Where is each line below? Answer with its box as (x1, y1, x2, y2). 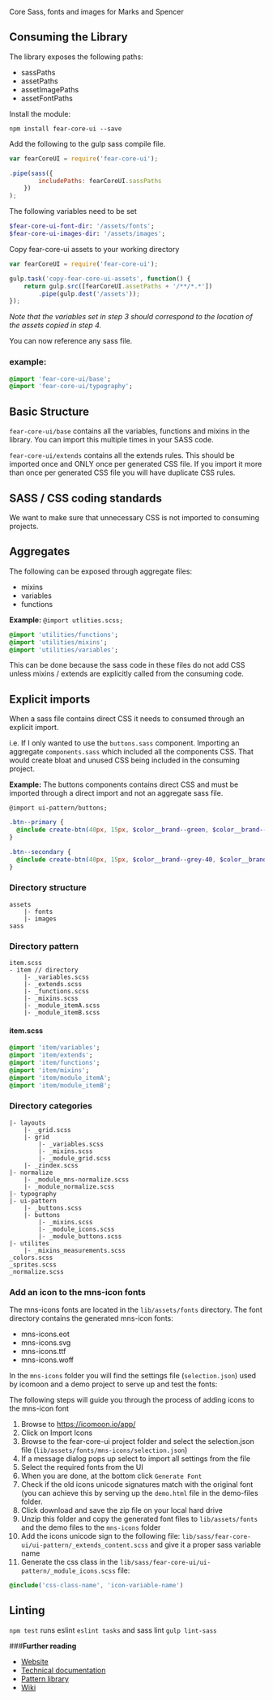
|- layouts (9, 1118, 46, 1127)
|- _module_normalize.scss (23, 1182, 115, 1190)
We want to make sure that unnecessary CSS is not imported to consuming (9, 512, 260, 522)
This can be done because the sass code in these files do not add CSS (9, 660, 245, 670)
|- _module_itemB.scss (23, 1009, 100, 1017)
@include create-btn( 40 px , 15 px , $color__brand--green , (16, 826, 209, 834)
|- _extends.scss (23, 980, 83, 989)
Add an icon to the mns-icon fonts (9, 1286, 147, 1297)
